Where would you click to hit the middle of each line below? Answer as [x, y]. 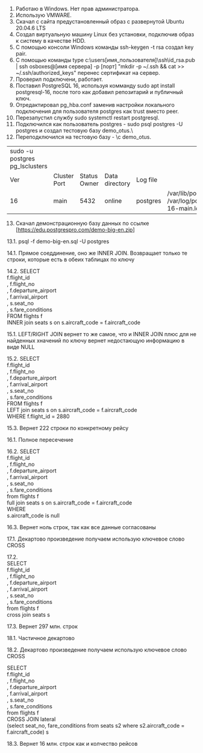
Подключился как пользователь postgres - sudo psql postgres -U [99, 124]
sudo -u [22, 151]
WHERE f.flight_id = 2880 [38, 416]
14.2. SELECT [23, 271]
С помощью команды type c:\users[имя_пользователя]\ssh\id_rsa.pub [105, 60]
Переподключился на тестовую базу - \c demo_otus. [83, 137]
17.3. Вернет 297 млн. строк [42, 626]
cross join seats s [29, 615]
